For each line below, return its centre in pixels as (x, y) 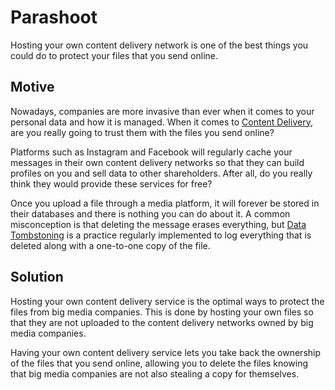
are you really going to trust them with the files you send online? (142, 132)
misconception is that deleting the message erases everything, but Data (158, 224)
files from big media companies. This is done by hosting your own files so (162, 312)
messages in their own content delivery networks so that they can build (157, 162)
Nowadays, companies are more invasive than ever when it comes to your (162, 111)
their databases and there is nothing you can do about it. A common (150, 213)
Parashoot (54, 17)
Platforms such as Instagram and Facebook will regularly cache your (151, 152)
